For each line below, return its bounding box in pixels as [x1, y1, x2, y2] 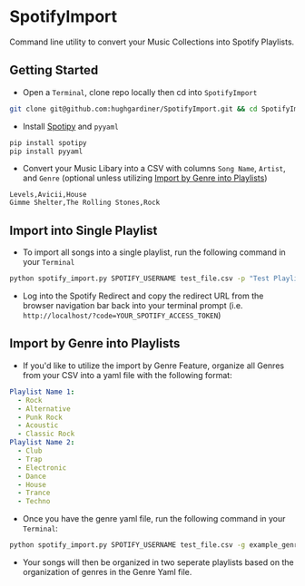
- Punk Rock [17, 413, 64, 422]
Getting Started [9, 63, 99, 78]
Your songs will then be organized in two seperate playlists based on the [22, 557, 294, 568]
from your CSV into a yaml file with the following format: [22, 369, 233, 380]
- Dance [17, 472, 47, 481]
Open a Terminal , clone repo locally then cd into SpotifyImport [22, 86, 258, 97]
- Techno [17, 497, 51, 506]
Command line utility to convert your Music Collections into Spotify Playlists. [9, 36, 295, 47]
